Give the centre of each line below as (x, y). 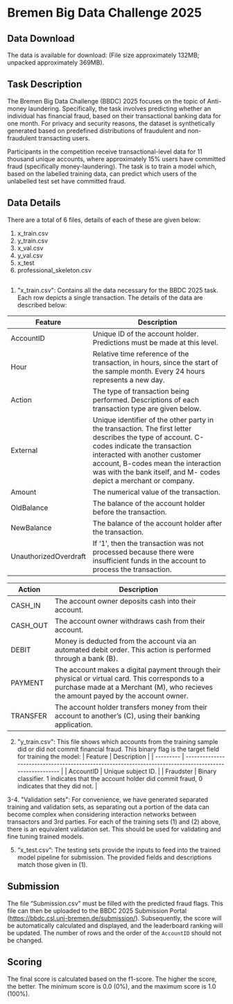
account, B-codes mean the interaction (157, 464)
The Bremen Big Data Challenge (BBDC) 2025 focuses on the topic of (106, 101)
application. (74, 724)
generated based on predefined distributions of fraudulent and (97, 131)
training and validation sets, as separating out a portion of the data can (108, 807)
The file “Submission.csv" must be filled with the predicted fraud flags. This (115, 903)
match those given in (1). (52, 865)
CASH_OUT (29, 626)
